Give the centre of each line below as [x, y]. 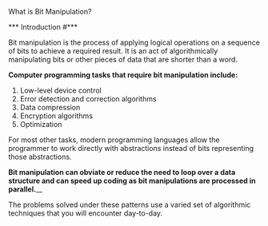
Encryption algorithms [56, 116]
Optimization [41, 124]
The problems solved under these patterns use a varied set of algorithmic [130, 204]
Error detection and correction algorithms [88, 99]
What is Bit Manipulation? [50, 12]
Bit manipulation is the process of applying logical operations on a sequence [134, 42]
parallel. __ [25, 189]
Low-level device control [60, 90]
